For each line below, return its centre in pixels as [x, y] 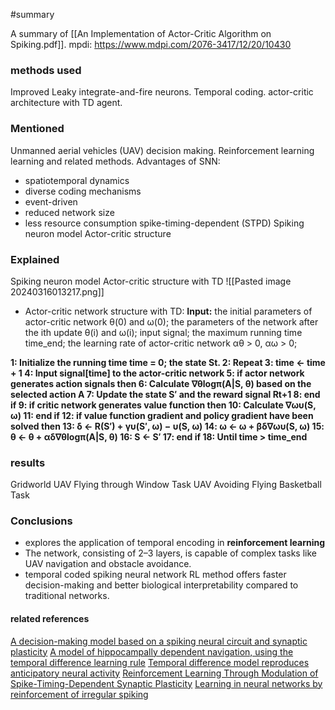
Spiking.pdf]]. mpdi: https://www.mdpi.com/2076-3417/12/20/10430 [151, 44]
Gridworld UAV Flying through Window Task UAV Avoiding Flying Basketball [166, 485]
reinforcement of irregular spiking [79, 694]
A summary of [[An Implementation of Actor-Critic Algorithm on [141, 33]
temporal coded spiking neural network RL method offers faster [155, 575]
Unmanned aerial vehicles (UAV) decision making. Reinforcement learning [162, 150]
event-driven [51, 201]
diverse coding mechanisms [83, 191]
